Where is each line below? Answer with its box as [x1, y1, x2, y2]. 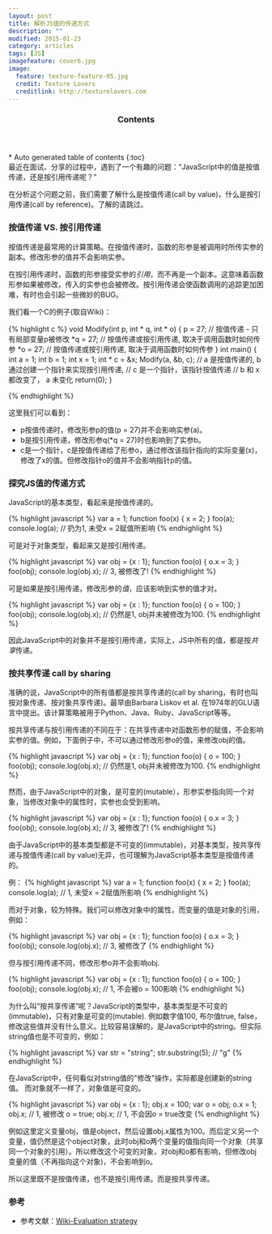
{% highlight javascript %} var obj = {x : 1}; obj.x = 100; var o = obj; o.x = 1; [8, 1099, 257, 1109]
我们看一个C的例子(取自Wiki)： [8, 306, 112, 316]
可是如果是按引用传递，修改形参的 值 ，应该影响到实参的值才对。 [8, 583, 221, 593]
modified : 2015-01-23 [8, 34, 82, 43]
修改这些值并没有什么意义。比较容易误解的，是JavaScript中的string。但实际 [8, 1022, 261, 1031]
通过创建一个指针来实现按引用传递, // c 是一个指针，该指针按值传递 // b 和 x [8, 364, 260, 374]
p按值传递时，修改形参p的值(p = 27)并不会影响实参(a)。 [19, 425, 207, 435]
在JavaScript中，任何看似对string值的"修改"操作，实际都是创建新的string [8, 1073, 253, 1083]
